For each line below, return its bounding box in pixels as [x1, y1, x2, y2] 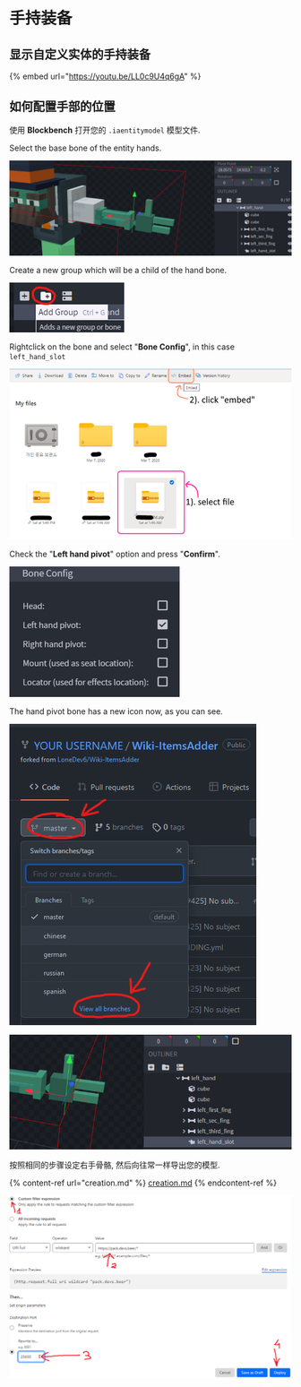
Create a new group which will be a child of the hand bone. [9, 265, 227, 276]
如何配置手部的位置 [9, 99, 116, 115]
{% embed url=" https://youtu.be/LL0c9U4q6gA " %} [9, 71, 202, 82]
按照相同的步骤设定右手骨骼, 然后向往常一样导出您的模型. [9, 1159, 221, 1170]
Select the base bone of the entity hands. [9, 142, 162, 153]
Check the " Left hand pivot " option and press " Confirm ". [9, 548, 221, 559]
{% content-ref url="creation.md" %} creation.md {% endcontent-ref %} [9, 1177, 278, 1188]
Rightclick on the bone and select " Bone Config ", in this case [9, 341, 236, 352]
